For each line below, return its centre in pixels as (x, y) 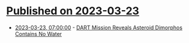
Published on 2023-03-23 (73, 11)
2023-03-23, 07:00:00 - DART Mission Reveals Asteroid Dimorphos (99, 27)
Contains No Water (38, 33)
